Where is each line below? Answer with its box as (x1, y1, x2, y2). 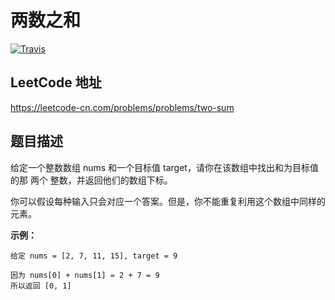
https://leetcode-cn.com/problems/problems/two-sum (10, 101, 235, 113)
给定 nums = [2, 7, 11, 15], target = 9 (10, 251, 178, 261)
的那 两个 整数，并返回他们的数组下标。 (10, 174, 173, 186)
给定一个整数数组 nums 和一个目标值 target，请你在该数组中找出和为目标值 (10, 161, 319, 173)
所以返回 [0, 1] (10, 281, 72, 291)
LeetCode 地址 (10, 74, 102, 91)
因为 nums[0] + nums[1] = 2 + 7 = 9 (10, 270, 160, 280)
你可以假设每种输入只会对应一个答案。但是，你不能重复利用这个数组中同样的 (10, 195, 326, 207)
